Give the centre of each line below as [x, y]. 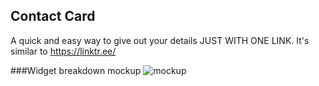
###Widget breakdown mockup [76, 70]
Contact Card [53, 16]
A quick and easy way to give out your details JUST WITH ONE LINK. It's [160, 40]
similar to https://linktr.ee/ [63, 51]
